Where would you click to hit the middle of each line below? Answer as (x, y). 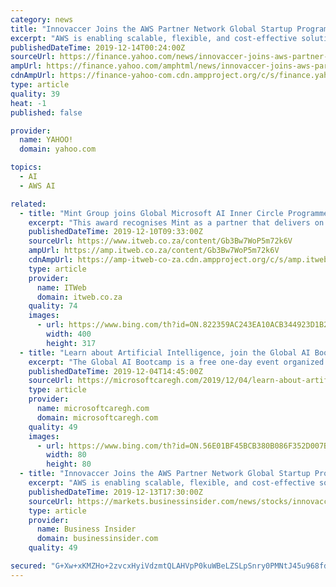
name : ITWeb (61, 287)
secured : (28, 566)
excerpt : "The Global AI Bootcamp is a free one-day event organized (176, 362)
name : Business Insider (86, 529)
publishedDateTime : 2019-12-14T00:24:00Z (98, 47)
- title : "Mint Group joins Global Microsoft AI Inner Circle (151, 213)
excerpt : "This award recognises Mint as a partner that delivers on (176, 222)
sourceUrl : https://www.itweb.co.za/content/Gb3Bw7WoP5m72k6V (160, 241)
